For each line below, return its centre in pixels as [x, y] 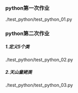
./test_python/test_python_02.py [39, 60]
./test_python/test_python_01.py [39, 19]
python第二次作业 [28, 34]
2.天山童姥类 [19, 72]
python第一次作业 [28, 8]
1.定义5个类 [17, 46]
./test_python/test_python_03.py [39, 85]
